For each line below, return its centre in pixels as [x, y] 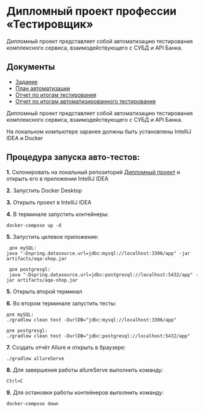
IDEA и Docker [25, 138]
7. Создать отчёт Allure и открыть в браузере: [66, 347]
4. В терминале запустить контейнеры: [58, 214]
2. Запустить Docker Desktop [44, 190]
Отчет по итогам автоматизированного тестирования [85, 101]
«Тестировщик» [50, 24]
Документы [31, 67]
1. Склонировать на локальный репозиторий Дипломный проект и [93, 172]
